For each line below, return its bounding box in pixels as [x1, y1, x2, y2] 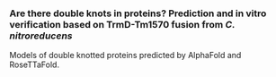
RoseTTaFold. [9, 59, 60, 70]
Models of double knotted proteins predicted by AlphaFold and [9, 50, 242, 61]
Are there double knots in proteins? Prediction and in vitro [9, 7, 267, 20]
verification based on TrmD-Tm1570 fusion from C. [9, 18, 236, 30]
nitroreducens [9, 30, 73, 42]
